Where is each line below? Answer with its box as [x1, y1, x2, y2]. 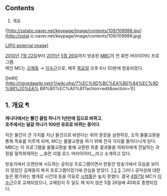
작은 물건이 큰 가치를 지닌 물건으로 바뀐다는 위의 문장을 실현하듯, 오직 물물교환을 [5, 132, 161, 138]
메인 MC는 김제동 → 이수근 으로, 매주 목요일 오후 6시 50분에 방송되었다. [5, 65, 144, 71]
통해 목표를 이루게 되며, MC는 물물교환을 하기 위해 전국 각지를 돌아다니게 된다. [5, 138, 157, 144]
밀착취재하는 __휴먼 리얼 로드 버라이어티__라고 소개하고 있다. [14, 150, 131, 156]
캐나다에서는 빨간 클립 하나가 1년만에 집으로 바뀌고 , [5, 115, 103, 121]
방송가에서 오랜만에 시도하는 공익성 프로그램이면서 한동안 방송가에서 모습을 [5, 161, 150, 167]
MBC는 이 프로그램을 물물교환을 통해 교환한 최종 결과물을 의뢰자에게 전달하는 [5, 144, 155, 150]
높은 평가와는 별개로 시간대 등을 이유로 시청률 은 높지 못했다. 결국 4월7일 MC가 [5, 173, 157, 179]
